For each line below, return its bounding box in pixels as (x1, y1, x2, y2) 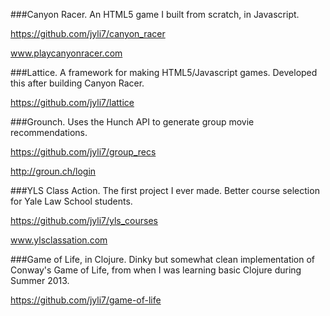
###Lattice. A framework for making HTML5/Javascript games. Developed (10, 67, 318, 78)
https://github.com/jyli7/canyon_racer (10, 28, 166, 39)
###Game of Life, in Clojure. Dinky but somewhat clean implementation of (10, 254, 316, 265)
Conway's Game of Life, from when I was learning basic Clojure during (10, 264, 302, 276)
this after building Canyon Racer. (10, 77, 145, 89)
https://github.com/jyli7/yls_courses (10, 215, 159, 226)
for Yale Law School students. (10, 195, 133, 207)
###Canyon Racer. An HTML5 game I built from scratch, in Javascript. (10, 9, 300, 20)
